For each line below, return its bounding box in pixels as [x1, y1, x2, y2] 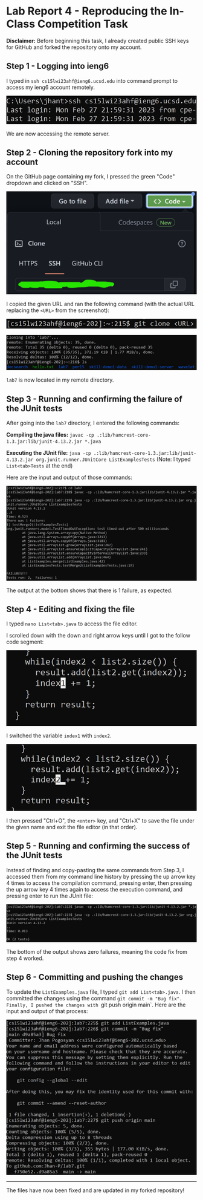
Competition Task [37, 17, 129, 31]
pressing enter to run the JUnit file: [6, 892, 94, 899]
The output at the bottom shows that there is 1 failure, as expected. [6, 587, 173, 594]
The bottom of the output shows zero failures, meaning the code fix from [6, 948, 188, 956]
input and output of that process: [6, 1007, 89, 1014]
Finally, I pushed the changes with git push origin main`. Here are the [6, 1001, 186, 1008]
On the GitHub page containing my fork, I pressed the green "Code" [6, 173, 175, 180]
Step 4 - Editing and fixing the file [6, 604, 135, 615]
